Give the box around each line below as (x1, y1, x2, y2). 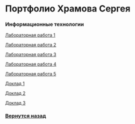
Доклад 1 (5, 80, 25, 86)
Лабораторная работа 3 (5, 51, 56, 57)
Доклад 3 (5, 100, 26, 106)
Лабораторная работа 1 (5, 32, 55, 38)
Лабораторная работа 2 (5, 42, 56, 48)
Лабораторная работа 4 (5, 61, 56, 67)
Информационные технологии (5, 21, 84, 28)
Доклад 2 (5, 90, 26, 96)
